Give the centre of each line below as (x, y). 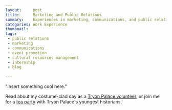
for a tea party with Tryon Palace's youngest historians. (64, 102)
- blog (15, 67)
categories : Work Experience (36, 24)
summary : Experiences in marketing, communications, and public (79, 19)
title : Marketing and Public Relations (53, 15)
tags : (11, 34)
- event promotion (27, 53)
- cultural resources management (43, 58)
